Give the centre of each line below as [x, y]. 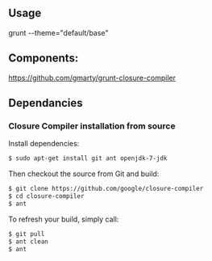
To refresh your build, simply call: [64, 219]
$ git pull [27, 234]
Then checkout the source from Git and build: [84, 174]
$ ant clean [28, 242]
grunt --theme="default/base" [58, 32]
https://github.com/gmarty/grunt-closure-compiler [92, 78]
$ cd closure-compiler [46, 196]
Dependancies [46, 103]
